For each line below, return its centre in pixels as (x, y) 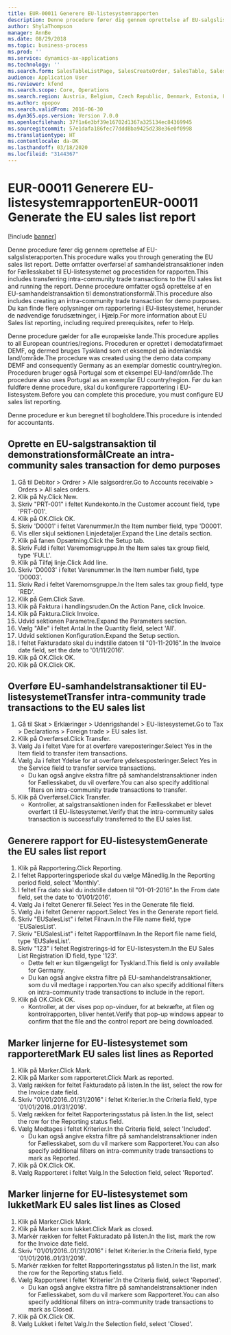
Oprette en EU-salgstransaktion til (82, 444)
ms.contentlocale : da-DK (43, 142)
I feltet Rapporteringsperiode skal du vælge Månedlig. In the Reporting (116, 875)
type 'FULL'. (35, 555)
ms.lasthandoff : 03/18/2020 (48, 148)
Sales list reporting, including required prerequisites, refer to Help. (101, 322)
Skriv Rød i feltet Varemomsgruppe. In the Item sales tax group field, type (120, 584)
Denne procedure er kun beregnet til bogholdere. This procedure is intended (115, 415)
